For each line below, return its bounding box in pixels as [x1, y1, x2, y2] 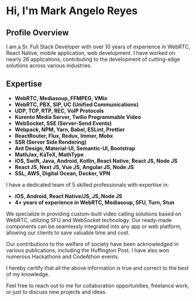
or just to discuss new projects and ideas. [6, 288, 107, 295]
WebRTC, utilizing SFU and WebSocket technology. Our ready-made [6, 216, 172, 223]
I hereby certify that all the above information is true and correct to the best [6, 264, 189, 272]
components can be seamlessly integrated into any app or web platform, [6, 223, 182, 230]
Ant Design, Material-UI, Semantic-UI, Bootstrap [14, 144, 135, 151]
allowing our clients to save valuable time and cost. [6, 229, 130, 236]
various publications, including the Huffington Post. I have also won [6, 246, 170, 254]
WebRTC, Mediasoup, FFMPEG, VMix [14, 94, 108, 101]
